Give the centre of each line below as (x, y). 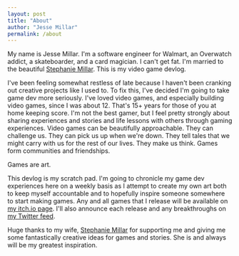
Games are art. (29, 165)
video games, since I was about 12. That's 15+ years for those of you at (112, 106)
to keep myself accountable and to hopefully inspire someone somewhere (116, 193)
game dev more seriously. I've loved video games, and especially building (116, 98)
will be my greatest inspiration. (52, 245)
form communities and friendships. (59, 151)
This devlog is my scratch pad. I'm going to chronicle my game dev (106, 178)
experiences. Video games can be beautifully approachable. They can (111, 128)
